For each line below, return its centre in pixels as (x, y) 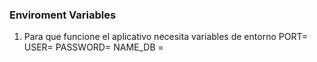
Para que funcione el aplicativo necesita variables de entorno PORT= (166, 37)
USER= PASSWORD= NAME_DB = (93, 47)
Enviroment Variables (63, 15)
